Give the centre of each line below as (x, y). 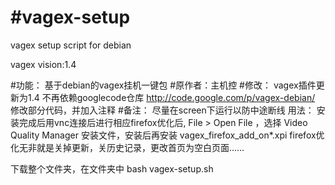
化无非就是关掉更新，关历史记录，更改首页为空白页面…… (127, 147)
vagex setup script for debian (71, 45)
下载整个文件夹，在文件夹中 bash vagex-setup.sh (112, 168)
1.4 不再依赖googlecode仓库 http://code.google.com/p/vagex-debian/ (171, 97)
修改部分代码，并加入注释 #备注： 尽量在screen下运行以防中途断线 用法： (162, 110)
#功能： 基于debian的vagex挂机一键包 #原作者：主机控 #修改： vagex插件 (163, 85)
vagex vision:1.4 (43, 64)
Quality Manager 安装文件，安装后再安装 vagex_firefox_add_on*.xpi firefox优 (167, 135)
